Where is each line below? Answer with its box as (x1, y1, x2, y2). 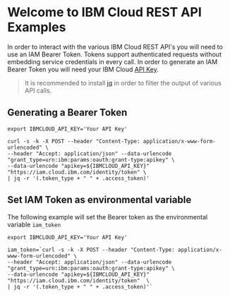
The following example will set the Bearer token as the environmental (7, 212, 208, 221)
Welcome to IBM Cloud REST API (7, 4, 202, 20)
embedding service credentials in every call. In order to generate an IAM (7, 57, 218, 66)
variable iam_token (7, 220, 61, 229)
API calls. (24, 86, 52, 95)
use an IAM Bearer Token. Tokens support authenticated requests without (7, 50, 222, 59)
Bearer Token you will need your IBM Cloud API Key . (7, 65, 159, 73)
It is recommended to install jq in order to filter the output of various (24, 78, 222, 87)
